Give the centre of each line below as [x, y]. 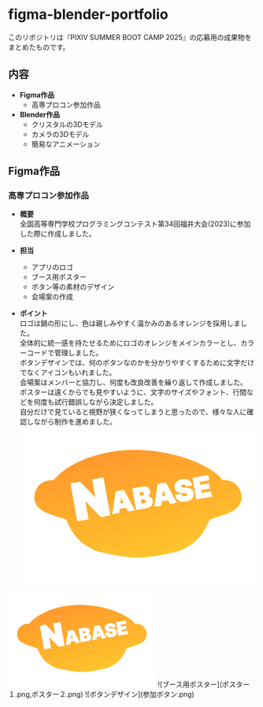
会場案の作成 [52, 297]
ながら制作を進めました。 [75, 422]
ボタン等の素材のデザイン [73, 287]
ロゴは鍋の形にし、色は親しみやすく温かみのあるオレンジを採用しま [130, 324]
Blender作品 [40, 114]
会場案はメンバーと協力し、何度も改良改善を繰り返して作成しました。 [133, 383]
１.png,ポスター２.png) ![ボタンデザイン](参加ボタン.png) [101, 694]
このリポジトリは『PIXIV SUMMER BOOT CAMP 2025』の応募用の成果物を [130, 37]
